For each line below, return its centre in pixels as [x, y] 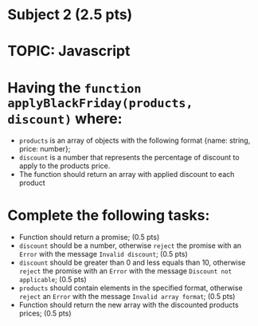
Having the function [74, 87]
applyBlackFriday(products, [100, 103]
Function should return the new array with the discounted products [129, 305]
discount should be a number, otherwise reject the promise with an [130, 245]
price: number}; [45, 149]
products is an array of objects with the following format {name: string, [135, 140]
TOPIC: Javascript [69, 51]
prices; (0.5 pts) [45, 313]
